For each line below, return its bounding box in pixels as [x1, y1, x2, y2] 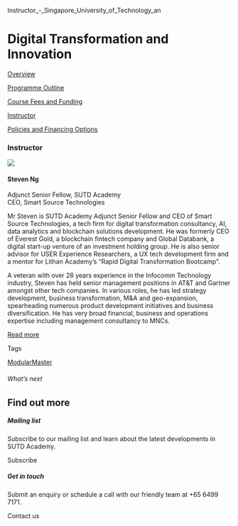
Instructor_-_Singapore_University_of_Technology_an [7, 6, 161, 14]
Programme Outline [7, 83, 65, 92]
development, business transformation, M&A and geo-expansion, [7, 294, 198, 302]
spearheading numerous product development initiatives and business [7, 301, 214, 310]
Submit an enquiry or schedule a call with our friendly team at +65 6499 [7, 490, 219, 498]
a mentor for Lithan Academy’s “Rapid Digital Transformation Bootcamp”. [7, 257, 220, 266]
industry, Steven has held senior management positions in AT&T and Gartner [7, 279, 231, 287]
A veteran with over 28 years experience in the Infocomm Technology [7, 271, 212, 280]
